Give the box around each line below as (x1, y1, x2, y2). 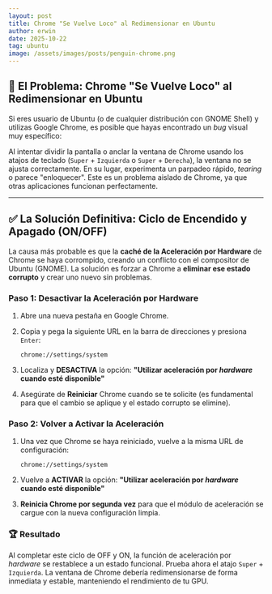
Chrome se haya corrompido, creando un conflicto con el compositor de (8, 254, 249, 264)
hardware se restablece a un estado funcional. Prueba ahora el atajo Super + (8, 558, 264, 568)
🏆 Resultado (8, 528, 61, 540)
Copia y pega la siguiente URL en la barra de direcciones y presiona (19, 326, 247, 336)
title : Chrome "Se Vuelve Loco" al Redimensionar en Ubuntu (8, 19, 216, 28)
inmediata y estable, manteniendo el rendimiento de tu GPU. (8, 576, 209, 586)
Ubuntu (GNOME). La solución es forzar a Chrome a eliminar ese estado (8, 263, 251, 273)
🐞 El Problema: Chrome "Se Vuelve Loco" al (8, 79, 232, 93)
